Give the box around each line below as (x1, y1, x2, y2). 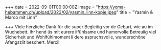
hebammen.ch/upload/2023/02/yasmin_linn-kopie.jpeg (5, 9, 116, 15)
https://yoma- (97, 4, 126, 10)
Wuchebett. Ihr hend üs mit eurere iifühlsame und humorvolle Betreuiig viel (5, 29, 157, 34)
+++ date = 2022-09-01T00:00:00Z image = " (5, 4, 98, 10)
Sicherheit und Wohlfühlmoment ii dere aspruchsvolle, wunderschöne (5, 34, 146, 40)
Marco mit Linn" (5, 15, 38, 20)
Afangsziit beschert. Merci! (5, 39, 60, 45)
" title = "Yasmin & (116, 9, 153, 15)
